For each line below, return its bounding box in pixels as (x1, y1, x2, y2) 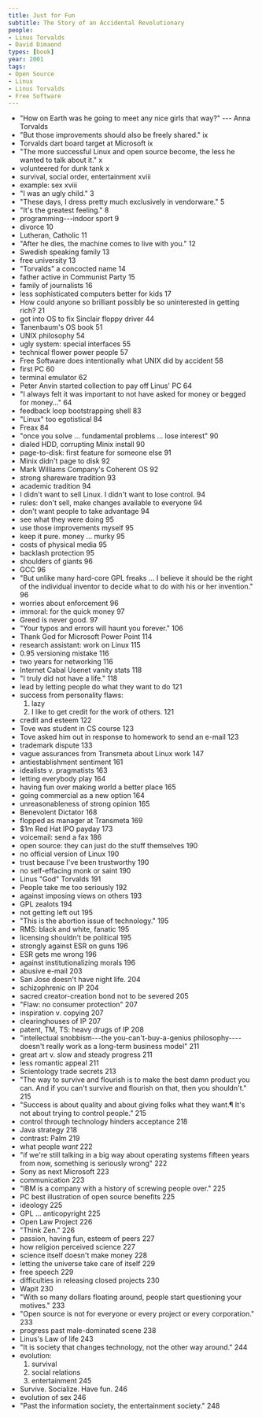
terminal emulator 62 (19, 373, 88, 382)
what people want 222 (19, 1142, 93, 1151)
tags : (8, 63, 26, 71)
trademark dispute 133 (19, 740, 93, 750)
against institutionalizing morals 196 (19, 958, 136, 968)
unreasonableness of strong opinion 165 (19, 799, 150, 809)
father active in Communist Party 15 (19, 272, 135, 282)
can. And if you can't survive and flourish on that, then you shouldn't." (19, 1084, 247, 1093)
